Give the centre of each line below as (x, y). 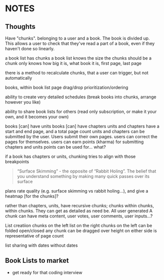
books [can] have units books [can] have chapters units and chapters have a (82, 126)
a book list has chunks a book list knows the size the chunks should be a (78, 58)
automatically (19, 78)
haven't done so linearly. (30, 49)
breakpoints (17, 162)
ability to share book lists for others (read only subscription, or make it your (81, 111)
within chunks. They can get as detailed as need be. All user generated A (79, 211)
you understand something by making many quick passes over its (83, 176)
